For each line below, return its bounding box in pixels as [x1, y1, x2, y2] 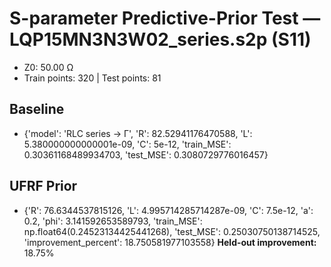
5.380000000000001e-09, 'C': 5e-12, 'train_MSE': [23, 138, 232, 150]
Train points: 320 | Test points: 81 [23, 72, 162, 84]
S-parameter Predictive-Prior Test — [9, 7, 321, 30]
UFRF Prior [9, 178, 78, 195]
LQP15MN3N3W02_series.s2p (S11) [9, 28, 312, 51]
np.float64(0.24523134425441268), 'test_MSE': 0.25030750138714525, [23, 225, 321, 237]
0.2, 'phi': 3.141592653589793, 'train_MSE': [23, 215, 203, 227]
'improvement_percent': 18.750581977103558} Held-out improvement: [23, 236, 317, 248]
